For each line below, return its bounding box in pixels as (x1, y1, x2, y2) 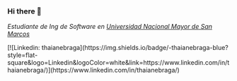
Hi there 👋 (7, 6, 42, 16)
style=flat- (7, 51, 38, 59)
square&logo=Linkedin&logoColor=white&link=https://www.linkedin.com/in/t (7, 58, 230, 67)
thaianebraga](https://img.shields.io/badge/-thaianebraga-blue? (41, 44, 229, 52)
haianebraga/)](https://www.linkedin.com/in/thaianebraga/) (7, 66, 180, 75)
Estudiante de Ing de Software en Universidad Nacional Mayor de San (7, 23, 213, 31)
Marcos (7, 30, 30, 38)
